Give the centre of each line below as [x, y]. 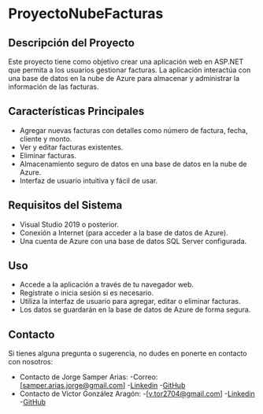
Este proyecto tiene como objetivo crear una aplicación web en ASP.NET [126, 61]
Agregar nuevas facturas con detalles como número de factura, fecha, [133, 130]
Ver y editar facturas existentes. [71, 147]
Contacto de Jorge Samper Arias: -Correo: [89, 377]
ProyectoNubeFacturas [86, 14]
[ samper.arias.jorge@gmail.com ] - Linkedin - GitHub [102, 386]
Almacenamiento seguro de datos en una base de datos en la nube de [133, 164]
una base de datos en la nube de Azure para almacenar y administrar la [124, 78]
